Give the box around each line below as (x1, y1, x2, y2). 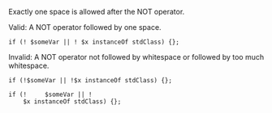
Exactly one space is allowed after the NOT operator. (8, 7, 185, 16)
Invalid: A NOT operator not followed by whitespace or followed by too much (8, 52, 265, 61)
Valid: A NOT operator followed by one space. (8, 23, 162, 31)
